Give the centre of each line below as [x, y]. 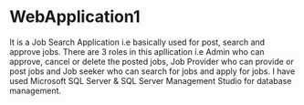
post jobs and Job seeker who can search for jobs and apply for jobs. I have [152, 71]
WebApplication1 [75, 17]
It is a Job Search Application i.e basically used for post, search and [137, 42]
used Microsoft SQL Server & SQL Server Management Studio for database [151, 80]
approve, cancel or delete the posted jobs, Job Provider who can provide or [152, 61]
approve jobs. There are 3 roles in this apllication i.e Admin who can [137, 51]
